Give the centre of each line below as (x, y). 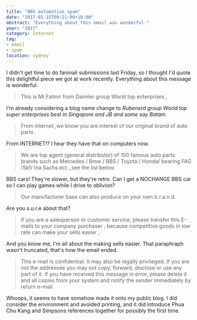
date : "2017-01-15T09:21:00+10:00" (50, 17)
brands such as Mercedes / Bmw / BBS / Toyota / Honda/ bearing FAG (106, 161)
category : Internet (30, 34)
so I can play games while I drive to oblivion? (61, 185)
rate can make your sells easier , (60, 232)
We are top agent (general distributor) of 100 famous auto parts (98, 155)
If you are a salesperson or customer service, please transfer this (100, 219)
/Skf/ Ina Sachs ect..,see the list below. (68, 167)
